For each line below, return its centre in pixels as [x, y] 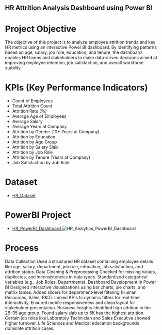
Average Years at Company [39, 127]
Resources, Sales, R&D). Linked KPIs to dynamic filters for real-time [72, 298]
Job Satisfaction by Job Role [41, 163]
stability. [13, 68]
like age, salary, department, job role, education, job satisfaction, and [74, 267]
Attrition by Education [34, 137]
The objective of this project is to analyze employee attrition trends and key [80, 42]
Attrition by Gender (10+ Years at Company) [56, 132]
